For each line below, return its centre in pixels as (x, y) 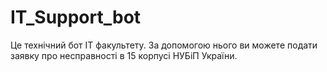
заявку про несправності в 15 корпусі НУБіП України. (124, 55)
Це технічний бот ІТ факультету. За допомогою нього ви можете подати (164, 45)
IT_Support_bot (76, 17)
